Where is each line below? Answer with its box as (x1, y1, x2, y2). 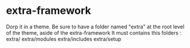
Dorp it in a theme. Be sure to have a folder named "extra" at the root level (6, 23, 185, 30)
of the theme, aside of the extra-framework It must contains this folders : (6, 29, 182, 36)
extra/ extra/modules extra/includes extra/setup (6, 35, 122, 42)
